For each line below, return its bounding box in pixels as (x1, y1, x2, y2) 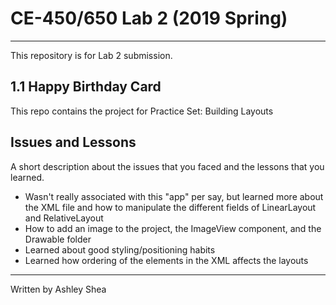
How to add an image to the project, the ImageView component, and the (24, 222, 322, 234)
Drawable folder (24, 233, 92, 245)
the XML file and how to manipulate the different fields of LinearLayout (24, 201, 317, 213)
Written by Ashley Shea (10, 283, 107, 295)
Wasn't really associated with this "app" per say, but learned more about (24, 190, 324, 202)
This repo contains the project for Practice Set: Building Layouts (10, 105, 274, 117)
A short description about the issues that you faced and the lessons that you (10, 160, 325, 172)
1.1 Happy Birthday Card (10, 78, 162, 96)
